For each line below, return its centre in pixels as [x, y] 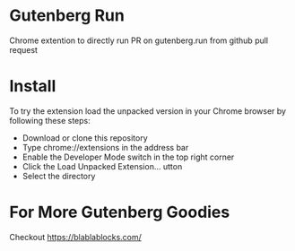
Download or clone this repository [85, 138]
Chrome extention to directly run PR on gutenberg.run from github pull [139, 40]
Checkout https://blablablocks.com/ [75, 237]
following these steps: [50, 120]
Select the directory [59, 176]
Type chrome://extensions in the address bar [105, 147]
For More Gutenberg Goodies [120, 212]
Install [33, 87]
